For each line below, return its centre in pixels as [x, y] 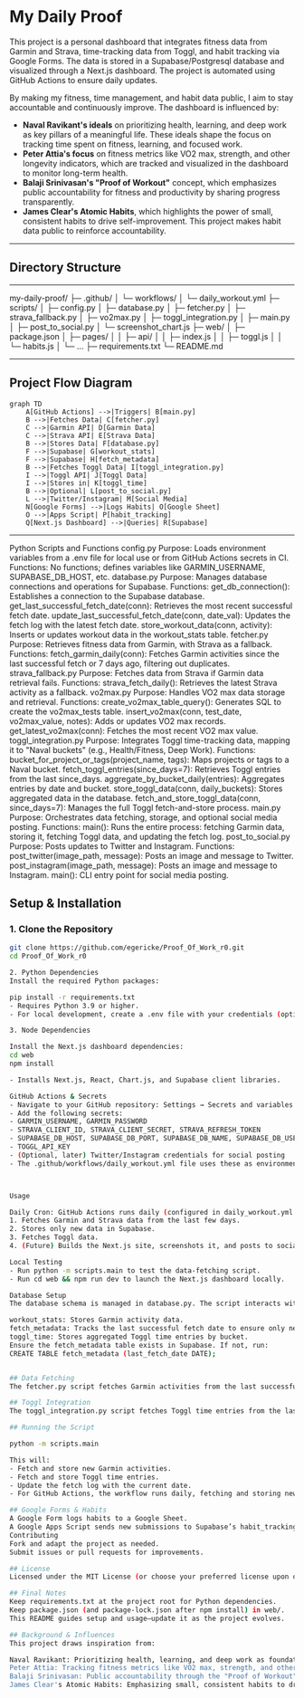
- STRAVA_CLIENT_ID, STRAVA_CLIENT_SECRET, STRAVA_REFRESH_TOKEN [135, 1130]
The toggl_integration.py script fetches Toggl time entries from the [145, 1411]
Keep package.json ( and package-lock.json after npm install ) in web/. [147, 1610]
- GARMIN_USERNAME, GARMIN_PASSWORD [78, 1121]
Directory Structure [66, 267]
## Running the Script [52, 1427]
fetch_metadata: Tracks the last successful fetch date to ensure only [147, 1329]
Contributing [34, 1535]
